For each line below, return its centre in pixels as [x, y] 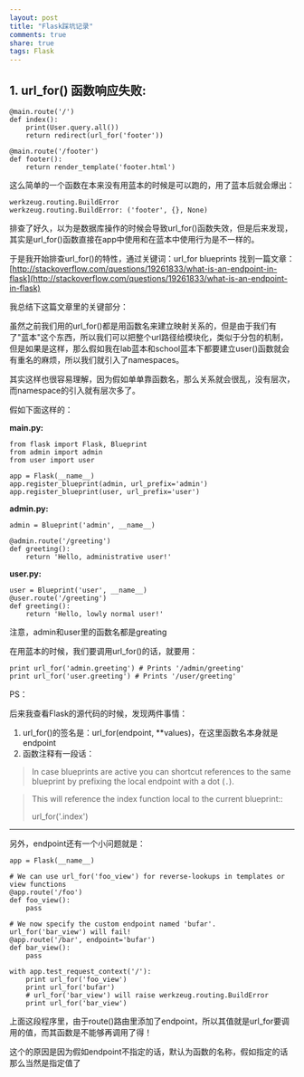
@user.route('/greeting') [58, 598]
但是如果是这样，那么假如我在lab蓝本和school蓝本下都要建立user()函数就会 [149, 348]
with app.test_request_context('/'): [81, 971]
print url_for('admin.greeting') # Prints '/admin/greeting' [127, 668]
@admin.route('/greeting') [60, 541]
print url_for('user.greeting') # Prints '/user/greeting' [123, 676]
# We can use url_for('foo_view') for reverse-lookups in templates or [147, 876]
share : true [32, 43]
